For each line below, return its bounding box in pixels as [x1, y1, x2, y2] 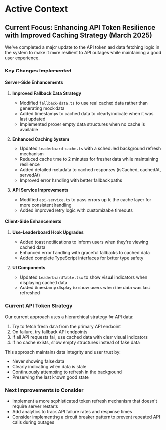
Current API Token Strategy [5, 302, 73, 309]
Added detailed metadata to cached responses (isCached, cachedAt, [19, 167, 161, 173]
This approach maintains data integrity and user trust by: [5, 349, 121, 355]
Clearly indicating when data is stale [12, 363, 87, 369]
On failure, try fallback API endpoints [12, 329, 88, 335]
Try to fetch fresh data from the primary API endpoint [12, 323, 121, 329]
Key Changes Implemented [5, 67, 72, 74]
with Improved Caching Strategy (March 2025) [5, 31, 152, 39]
